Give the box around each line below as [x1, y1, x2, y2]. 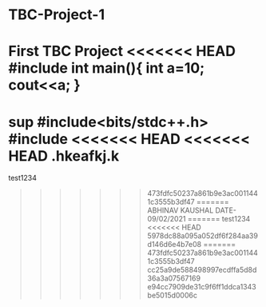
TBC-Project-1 [8, 6, 105, 24]
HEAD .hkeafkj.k [8, 146, 120, 165]
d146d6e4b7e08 [147, 240, 202, 249]
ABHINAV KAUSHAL [147, 205, 214, 215]
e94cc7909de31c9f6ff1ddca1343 [147, 282, 257, 292]
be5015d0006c [147, 290, 198, 301]
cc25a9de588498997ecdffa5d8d [147, 265, 257, 275]
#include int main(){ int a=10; [8, 59, 205, 78]
